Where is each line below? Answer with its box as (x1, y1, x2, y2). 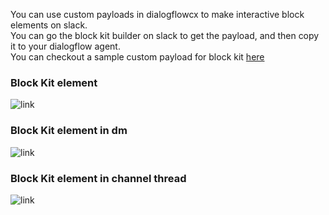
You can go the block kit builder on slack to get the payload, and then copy (10, 30, 320, 41)
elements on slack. (10, 19, 88, 31)
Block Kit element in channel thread (10, 171, 187, 185)
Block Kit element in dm (10, 124, 128, 138)
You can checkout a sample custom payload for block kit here (10, 51, 265, 63)
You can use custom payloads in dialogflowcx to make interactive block (10, 9, 305, 20)
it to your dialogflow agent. (10, 40, 121, 52)
